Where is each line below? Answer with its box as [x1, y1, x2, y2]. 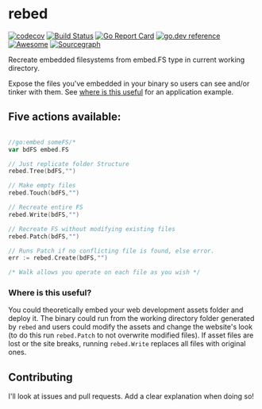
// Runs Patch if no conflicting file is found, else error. [8, 247, 215, 255]
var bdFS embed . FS [8, 145, 69, 153]
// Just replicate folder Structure [8, 160, 129, 168]
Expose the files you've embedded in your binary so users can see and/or [8, 79, 250, 88]
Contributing [8, 370, 73, 384]
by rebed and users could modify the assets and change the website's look [8, 322, 252, 332]
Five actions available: [8, 110, 121, 124]
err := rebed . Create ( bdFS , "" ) [8, 254, 109, 262]
